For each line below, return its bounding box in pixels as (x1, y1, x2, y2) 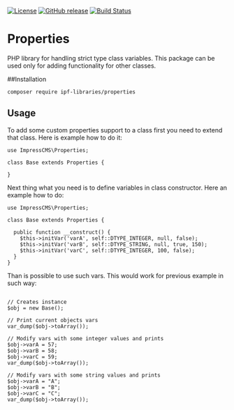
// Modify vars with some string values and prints (7, 372, 161, 379)
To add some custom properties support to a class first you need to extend (7, 126, 223, 134)
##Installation (7, 75, 47, 83)
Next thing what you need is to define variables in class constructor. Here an (7, 183, 228, 192)
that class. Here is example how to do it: (7, 133, 122, 142)
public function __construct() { (13, 229, 111, 236)
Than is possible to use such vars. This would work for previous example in (7, 271, 224, 280)
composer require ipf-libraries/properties (7, 88, 136, 96)
